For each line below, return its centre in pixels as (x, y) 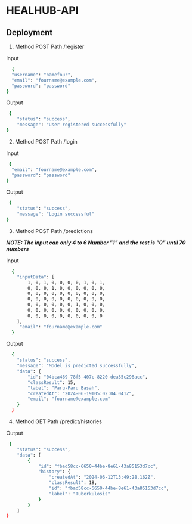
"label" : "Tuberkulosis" (80, 494)
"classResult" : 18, (73, 483)
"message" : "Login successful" (56, 214)
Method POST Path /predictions (54, 231)
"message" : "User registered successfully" (72, 125)
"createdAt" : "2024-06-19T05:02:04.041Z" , (81, 393)
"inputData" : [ (36, 277)
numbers (18, 249)
